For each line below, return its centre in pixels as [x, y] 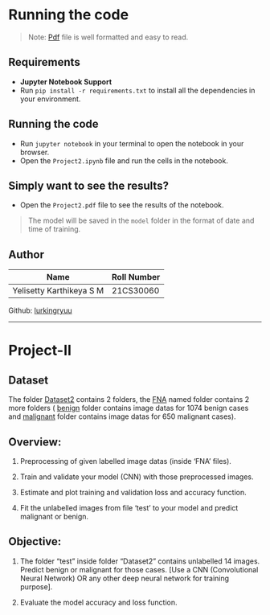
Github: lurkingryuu [40, 310]
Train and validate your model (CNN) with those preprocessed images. [137, 477]
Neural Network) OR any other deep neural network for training [125, 578]
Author [26, 254]
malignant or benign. [54, 517]
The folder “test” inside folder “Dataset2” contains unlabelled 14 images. [140, 561]
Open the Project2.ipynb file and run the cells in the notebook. [124, 160]
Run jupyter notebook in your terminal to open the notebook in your [132, 143]
